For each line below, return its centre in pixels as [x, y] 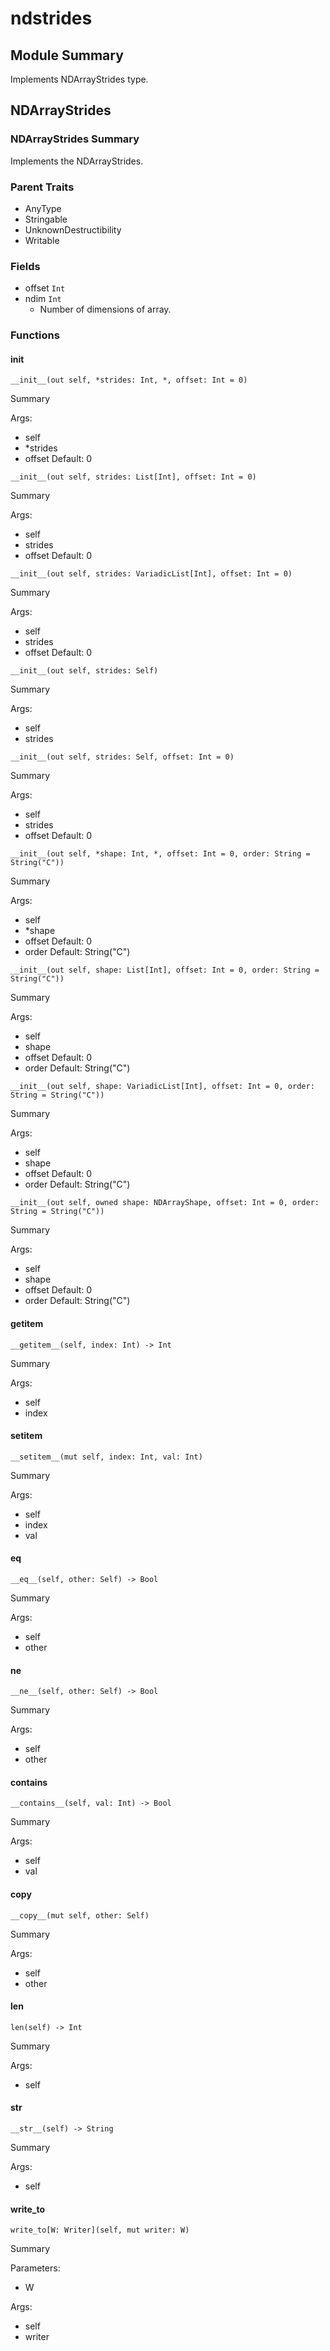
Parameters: [35, 2268]
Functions [35, 335]
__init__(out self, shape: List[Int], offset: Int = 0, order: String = [165, 970]
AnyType [43, 208]
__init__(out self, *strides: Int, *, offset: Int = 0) [129, 380]
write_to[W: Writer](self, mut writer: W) [100, 2230]
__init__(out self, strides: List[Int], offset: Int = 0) [133, 477]
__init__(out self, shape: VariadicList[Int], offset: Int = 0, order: [162, 1087]
